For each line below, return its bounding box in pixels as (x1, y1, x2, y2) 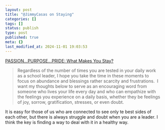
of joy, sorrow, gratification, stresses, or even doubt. (17, 99, 124, 105)
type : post (5, 30, 28, 35)
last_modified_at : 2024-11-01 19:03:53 (5, 44, 88, 49)
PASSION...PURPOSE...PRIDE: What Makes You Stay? (5, 58, 114, 64)
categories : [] (5, 16, 37, 21)
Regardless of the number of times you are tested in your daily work (17, 67, 156, 73)
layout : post (5, 7, 32, 12)
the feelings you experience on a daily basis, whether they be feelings (17, 94, 161, 100)
